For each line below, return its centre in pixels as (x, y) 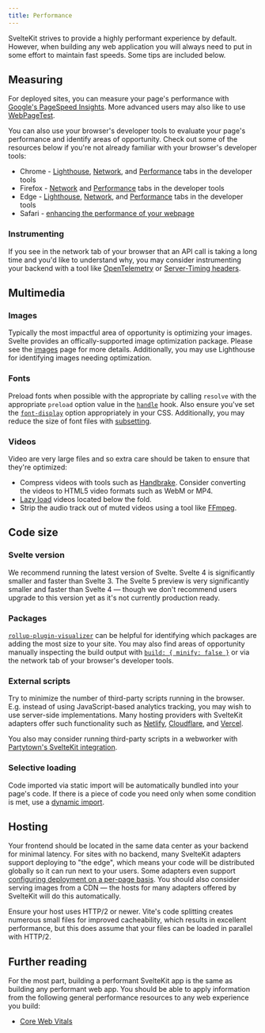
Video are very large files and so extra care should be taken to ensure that (129, 459)
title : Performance (40, 15)
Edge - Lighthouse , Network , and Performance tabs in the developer (131, 197)
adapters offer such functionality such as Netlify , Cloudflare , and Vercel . (126, 723)
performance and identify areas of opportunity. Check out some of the (123, 139)
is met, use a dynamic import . (57, 802)
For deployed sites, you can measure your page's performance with (119, 99)
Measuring (36, 80)
